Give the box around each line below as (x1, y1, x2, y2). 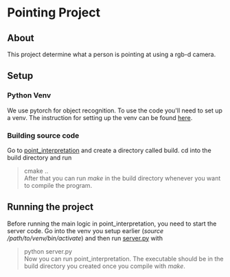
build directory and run (7, 153, 72, 162)
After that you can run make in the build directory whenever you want (23, 173, 221, 182)
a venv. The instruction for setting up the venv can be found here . (7, 113, 193, 121)
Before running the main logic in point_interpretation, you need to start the (7, 219, 217, 228)
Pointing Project (7, 5, 101, 21)
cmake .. (23, 167, 49, 175)
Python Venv (7, 91, 51, 100)
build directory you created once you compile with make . (23, 262, 185, 270)
